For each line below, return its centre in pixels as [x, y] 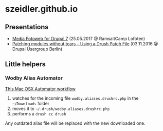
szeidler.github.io [41, 9]
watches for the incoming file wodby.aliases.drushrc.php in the [75, 98]
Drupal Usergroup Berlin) [37, 49]
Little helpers [26, 64]
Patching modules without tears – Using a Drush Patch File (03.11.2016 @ [85, 44]
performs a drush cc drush [39, 113]
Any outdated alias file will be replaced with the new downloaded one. [75, 123]
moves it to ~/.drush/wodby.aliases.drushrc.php [61, 109]
